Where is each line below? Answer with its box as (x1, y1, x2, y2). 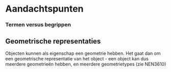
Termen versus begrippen (5, 21, 71, 28)
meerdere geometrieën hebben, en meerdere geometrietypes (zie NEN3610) (5, 61, 166, 67)
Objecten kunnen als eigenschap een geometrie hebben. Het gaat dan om (5, 50, 161, 56)
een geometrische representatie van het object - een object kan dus (5, 55, 149, 61)
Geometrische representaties (5, 37, 101, 46)
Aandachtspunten (5, 3, 84, 15)
